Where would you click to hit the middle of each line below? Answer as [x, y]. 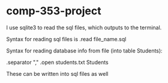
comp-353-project [54, 11]
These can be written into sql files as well [58, 73]
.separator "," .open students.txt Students [58, 62]
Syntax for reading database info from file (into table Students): [85, 50]
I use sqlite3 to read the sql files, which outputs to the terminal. [84, 27]
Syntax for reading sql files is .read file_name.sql [66, 39]
